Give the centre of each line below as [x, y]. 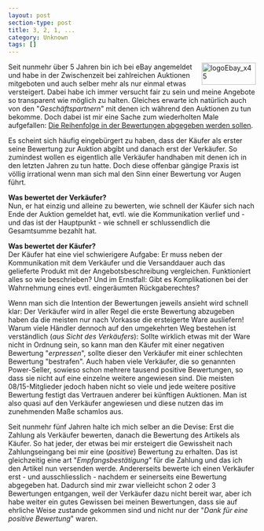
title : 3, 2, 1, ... [42, 30]
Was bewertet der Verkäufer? [57, 198]
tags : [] [22, 45]
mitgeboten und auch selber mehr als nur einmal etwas [97, 84]
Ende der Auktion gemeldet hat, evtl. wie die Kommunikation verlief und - [126, 214]
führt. [17, 182]
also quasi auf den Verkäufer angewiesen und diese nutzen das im [116, 403]
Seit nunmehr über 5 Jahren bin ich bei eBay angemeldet [100, 67]
